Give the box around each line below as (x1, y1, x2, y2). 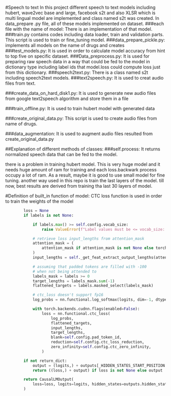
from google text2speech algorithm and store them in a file (5, 95, 129, 102)
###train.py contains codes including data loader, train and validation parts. (5, 32, 164, 37)
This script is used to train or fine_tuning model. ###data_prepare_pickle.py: (5, 37, 165, 43)
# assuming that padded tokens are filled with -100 (32, 264, 147, 269)
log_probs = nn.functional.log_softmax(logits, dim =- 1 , (32, 297, 154, 303)
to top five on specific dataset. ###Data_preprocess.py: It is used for (5, 53, 150, 59)
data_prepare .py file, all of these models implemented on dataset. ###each (5, 20, 164, 27)
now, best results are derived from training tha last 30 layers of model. (5, 183, 153, 189)
